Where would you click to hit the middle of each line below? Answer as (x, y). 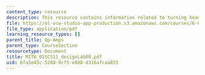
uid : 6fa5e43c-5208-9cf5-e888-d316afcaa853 (63, 62)
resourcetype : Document (37, 51)
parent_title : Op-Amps (35, 40)
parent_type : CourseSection (42, 46)
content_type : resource (37, 12)
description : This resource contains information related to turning (97, 18)
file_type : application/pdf (42, 29)
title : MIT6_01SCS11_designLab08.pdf (54, 57)
